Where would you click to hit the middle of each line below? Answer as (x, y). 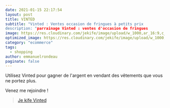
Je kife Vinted (32, 100)
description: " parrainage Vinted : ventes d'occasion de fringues (77, 29)
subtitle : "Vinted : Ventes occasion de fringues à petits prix (74, 24)
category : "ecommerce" (29, 43)
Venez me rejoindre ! (27, 90)
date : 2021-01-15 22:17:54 (34, 10)
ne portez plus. (21, 81)
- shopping (21, 52)
